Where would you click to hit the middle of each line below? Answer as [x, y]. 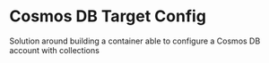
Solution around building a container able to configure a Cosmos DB [135, 41]
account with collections [55, 50]
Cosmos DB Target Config [108, 16]
